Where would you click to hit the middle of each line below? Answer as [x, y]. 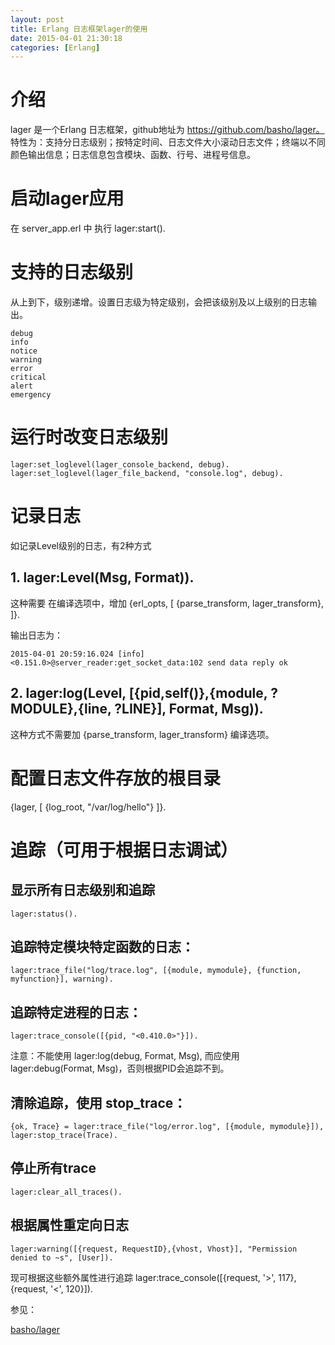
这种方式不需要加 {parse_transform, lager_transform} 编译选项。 [142, 734]
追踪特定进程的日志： [76, 1012]
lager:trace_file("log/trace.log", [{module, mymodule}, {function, [156, 971]
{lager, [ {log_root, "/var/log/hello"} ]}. [88, 807]
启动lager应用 [67, 198]
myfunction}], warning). [62, 979]
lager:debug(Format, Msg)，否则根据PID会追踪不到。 [120, 1068]
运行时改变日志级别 [89, 437]
